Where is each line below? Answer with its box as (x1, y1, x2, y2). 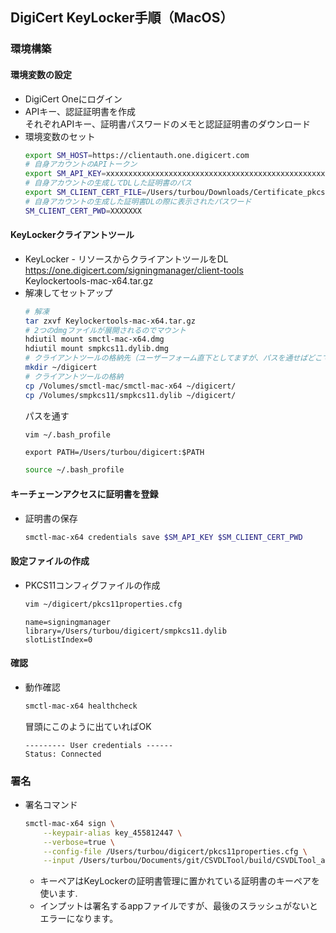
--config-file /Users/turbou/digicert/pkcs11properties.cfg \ (43, 846, 308, 857)
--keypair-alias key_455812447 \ (43, 828, 183, 838)
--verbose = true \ (43, 837, 116, 847)
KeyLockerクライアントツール (10, 229, 135, 241)
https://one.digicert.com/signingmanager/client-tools (24, 264, 244, 276)
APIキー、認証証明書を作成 (24, 105, 137, 117)
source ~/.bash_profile (24, 465, 125, 475)
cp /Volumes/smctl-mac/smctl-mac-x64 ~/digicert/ (24, 381, 237, 391)
